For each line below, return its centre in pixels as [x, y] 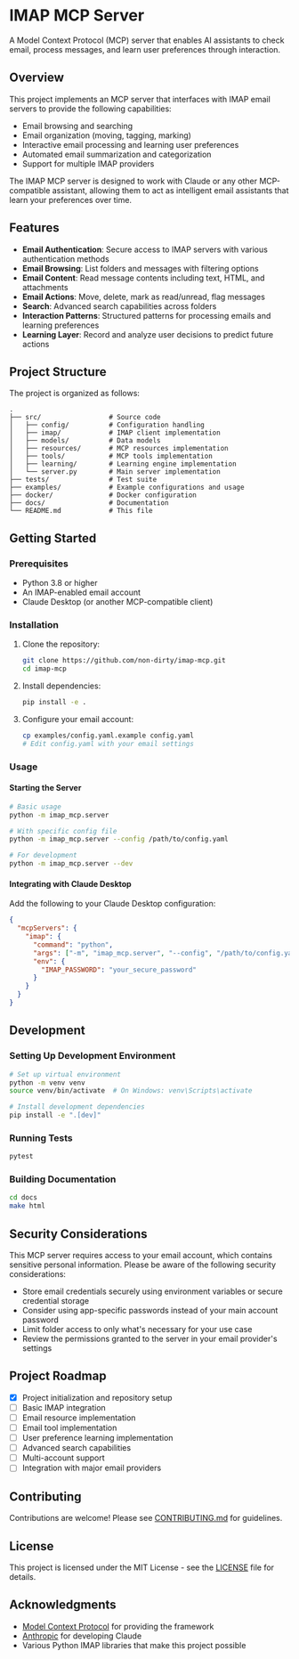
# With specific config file [63, 831]
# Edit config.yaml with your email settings [108, 744]
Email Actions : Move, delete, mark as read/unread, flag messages [143, 297]
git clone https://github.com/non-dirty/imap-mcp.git [124, 661]
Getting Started [53, 538]
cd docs [24, 1198]
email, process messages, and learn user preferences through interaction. [145, 49]
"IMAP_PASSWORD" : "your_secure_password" [119, 970]
